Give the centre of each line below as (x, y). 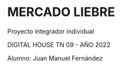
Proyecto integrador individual (51, 31)
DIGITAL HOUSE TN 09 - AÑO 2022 (59, 44)
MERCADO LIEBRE (61, 12)
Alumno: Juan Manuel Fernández (55, 58)
